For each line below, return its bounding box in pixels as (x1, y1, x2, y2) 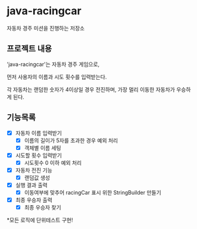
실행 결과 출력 (15, 181, 48, 189)
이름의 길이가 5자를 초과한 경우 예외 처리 (24, 137, 118, 144)
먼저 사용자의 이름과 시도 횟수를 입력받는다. (7, 73, 107, 80)
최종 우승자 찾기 (24, 204, 61, 211)
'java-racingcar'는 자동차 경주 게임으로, (7, 61, 100, 68)
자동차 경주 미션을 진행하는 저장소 (7, 24, 85, 32)
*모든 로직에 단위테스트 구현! (7, 217, 73, 224)
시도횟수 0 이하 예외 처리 (24, 159, 82, 166)
